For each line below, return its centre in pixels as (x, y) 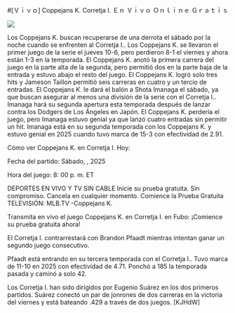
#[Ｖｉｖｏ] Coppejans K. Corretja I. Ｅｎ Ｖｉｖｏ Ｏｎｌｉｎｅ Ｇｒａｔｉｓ (118, 10)
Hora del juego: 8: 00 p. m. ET (51, 175)
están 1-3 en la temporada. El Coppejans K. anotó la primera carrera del (110, 60)
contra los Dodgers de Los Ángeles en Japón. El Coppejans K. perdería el (113, 112)
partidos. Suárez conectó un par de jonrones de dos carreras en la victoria (115, 295)
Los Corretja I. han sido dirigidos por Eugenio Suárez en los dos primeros (113, 287)
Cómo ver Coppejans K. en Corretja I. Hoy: (69, 148)
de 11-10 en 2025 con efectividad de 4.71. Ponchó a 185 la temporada (107, 266)
